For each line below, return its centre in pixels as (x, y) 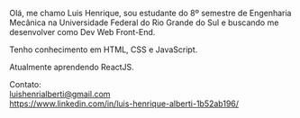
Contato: (26, 84)
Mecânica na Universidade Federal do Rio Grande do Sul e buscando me (144, 23)
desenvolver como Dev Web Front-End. (82, 32)
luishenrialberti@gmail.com (60, 94)
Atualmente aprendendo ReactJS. (72, 67)
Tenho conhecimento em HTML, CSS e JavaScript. (104, 50)
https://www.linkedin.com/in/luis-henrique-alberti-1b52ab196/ (124, 104)
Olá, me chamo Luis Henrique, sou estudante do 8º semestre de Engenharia (150, 13)
